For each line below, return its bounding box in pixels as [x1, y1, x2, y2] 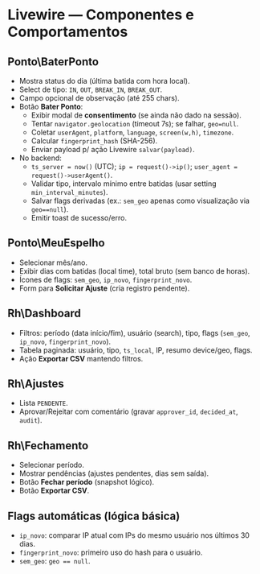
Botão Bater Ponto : [18, 102, 83, 111]
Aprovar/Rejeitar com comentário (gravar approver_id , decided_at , [18, 407, 238, 416]
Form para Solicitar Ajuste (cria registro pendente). [18, 283, 190, 293]
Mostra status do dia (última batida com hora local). [18, 76, 190, 85]
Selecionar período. [18, 460, 85, 470]
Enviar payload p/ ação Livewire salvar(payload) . [30, 145, 195, 154]
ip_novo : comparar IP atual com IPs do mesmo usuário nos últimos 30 [18, 531, 250, 540]
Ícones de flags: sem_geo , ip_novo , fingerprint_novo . [18, 275, 193, 284]
